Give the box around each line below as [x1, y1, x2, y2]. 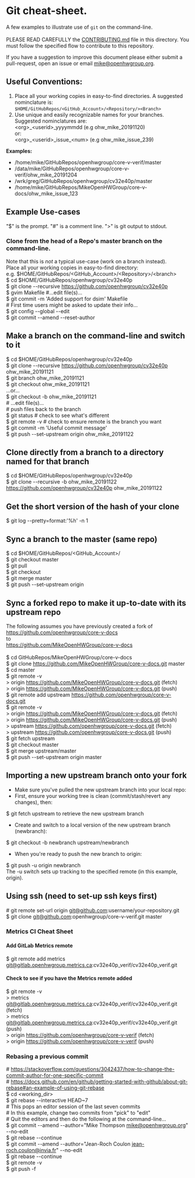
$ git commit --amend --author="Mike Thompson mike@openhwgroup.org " [6, 1122, 189, 1129]
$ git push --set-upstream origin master [6, 753, 102, 760]
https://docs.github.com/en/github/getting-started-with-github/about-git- [11, 1078, 188, 1085]
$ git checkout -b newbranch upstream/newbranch [6, 839, 130, 846]
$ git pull [6, 562, 27, 570]
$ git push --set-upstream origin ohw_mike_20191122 [6, 430, 134, 438]
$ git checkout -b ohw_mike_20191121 [6, 393, 97, 400]
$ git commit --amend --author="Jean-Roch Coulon [6, 1140, 131, 1147]
